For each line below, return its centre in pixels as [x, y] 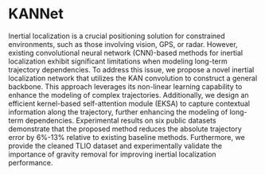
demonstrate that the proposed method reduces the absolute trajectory [125, 129]
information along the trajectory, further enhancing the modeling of [118, 111]
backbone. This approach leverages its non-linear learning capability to [125, 86]
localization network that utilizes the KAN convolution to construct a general [133, 78]
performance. [31, 162]
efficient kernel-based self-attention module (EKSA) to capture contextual [129, 103]
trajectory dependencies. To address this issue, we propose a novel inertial [131, 69]
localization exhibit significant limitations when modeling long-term [118, 61]
